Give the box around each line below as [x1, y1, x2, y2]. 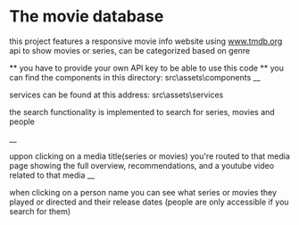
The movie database [9, 6, 164, 27]
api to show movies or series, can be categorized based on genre [9, 45, 251, 55]
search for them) [9, 205, 71, 216]
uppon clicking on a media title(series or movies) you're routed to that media [9, 150, 290, 162]
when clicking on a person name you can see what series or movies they [9, 187, 278, 197]
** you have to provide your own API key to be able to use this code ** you [9, 62, 284, 73]
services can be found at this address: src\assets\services [9, 89, 224, 100]
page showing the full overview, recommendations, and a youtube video [9, 160, 275, 171]
